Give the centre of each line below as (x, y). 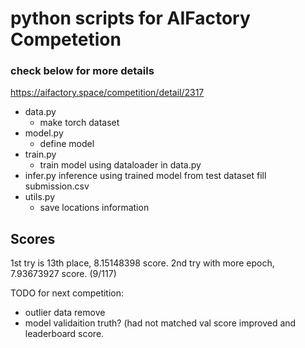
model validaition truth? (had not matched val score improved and (160, 323)
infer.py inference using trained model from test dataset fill (145, 176)
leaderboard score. (64, 334)
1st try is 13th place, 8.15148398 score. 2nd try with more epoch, (142, 263)
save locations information (94, 208)
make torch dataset (79, 123)
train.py (40, 154)
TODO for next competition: (67, 293)
